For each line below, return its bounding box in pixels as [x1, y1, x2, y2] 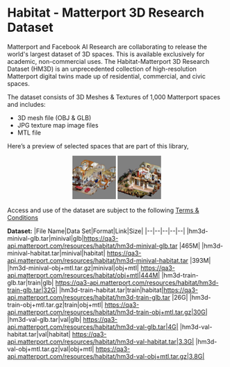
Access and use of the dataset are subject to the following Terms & [7, 206, 199, 214]
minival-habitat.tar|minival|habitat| [7, 248, 106, 257]
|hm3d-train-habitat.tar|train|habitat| [58, 286, 164, 294]
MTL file [17, 128, 42, 137]
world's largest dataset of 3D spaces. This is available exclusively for [7, 50, 205, 58]
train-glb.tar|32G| [7, 286, 58, 294]
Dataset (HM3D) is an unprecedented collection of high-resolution [7, 65, 197, 73]
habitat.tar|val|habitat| [7, 330, 71, 338]
